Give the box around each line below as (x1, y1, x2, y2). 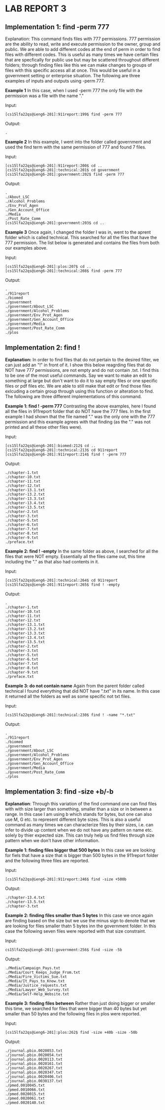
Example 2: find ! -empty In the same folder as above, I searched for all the (5, 548, 159, 554)
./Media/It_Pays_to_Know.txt (5, 978, 65, 983)
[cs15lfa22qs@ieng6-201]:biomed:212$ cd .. (5, 443, 96, 448)
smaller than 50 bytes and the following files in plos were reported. (5, 1010, 141, 1016)
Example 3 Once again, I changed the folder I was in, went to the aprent (5, 229, 151, 235)
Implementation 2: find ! (5, 344, 80, 352)
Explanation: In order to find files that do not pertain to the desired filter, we (5, 356, 159, 362)
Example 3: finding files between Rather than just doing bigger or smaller (5, 1000, 156, 1006)
